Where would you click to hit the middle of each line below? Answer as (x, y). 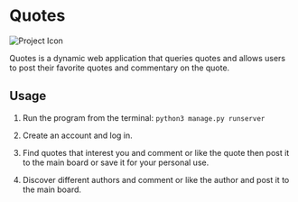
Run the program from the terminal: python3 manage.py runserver (144, 117)
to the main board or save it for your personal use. (116, 162)
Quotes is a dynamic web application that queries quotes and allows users (148, 58)
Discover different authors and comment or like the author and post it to (156, 179)
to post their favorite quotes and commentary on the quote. (120, 68)
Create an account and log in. (77, 135)
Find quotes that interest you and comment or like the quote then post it (156, 152)
